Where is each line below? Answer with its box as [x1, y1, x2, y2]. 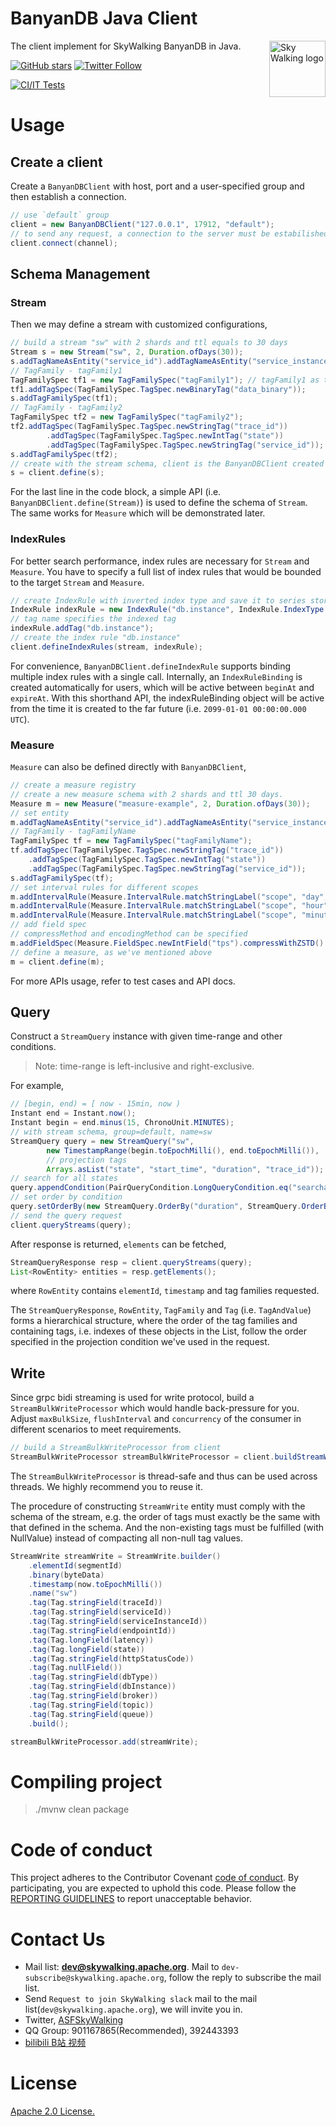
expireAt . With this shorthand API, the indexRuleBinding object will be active [10, 692, 325, 704]
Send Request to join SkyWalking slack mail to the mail [24, 1993, 258, 2005]
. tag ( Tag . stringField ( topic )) [28, 1700, 155, 1710]
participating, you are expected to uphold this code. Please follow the [10, 1882, 297, 1894]
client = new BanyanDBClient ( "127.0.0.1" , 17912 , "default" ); [10, 219, 275, 229]
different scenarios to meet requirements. [10, 1423, 182, 1436]
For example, [10, 1080, 65, 1092]
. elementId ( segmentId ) [28, 1560, 123, 1571]
